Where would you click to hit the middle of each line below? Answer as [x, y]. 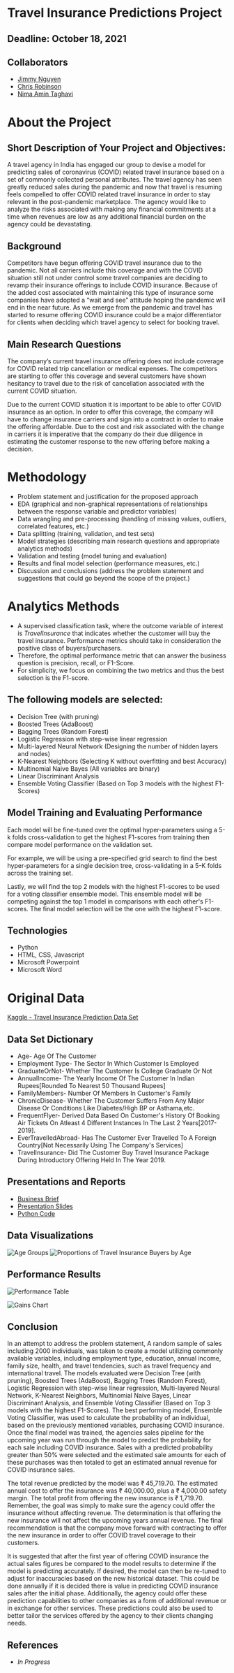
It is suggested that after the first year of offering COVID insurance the [108, 1556]
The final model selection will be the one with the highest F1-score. [126, 908]
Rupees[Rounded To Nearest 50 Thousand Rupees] [91, 1086]
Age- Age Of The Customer [57, 1056]
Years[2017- [200, 1123]
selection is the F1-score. [53, 678]
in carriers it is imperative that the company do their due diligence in [105, 434]
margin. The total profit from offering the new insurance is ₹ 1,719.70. [106, 1498]
